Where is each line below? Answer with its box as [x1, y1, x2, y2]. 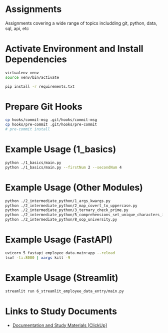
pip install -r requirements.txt [5, 84, 75, 89]
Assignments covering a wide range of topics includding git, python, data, [5, 20, 157, 26]
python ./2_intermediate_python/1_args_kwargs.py [5, 198, 111, 204]
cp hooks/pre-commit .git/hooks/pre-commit [5, 122, 97, 127]
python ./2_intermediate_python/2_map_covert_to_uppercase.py [5, 203, 137, 208]
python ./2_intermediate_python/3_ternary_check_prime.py [5, 208, 128, 213]
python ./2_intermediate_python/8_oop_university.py [5, 217, 117, 222]
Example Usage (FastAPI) [5, 234, 113, 245]
